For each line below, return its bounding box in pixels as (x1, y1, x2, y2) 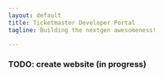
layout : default (8, 11, 61, 20)
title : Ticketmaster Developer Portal (8, 19, 135, 27)
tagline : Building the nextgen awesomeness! (8, 26, 157, 34)
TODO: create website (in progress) (8, 59, 147, 70)
